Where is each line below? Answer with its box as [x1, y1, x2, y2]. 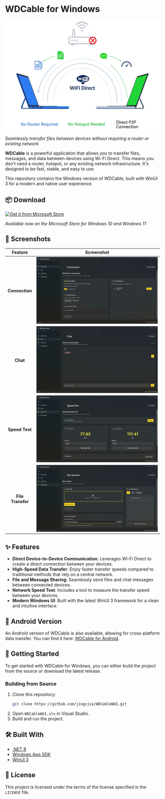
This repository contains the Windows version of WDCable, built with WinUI [5, 176, 158, 182]
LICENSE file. [5, 789, 29, 795]
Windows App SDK [12, 751, 51, 757]
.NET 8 [12, 746, 27, 752]
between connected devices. [12, 582, 71, 588]
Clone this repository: [12, 692, 56, 698]
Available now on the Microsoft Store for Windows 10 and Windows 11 [5, 221, 146, 227]
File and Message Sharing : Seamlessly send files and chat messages [12, 577, 154, 583]
